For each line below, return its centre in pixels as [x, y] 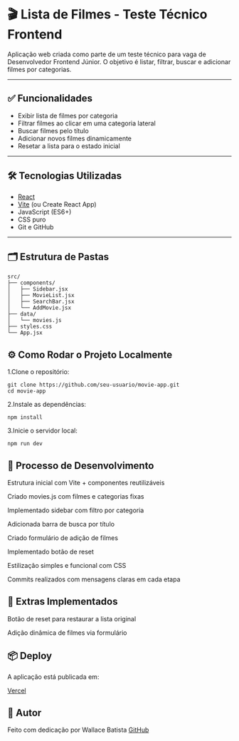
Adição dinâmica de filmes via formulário [67, 633]
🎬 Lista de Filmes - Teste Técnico [107, 15]
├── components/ [31, 283]
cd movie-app [27, 391]
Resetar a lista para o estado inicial [69, 146]
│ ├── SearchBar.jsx [41, 302]
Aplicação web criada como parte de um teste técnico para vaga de [107, 54]
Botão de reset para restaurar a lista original [72, 618]
